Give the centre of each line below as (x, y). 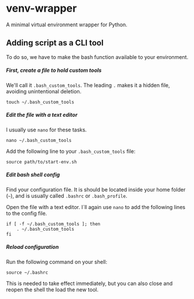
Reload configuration (32, 247)
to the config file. (27, 213)
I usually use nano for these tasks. (46, 130)
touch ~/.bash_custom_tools (40, 102)
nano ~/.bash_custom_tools (39, 140)
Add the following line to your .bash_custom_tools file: (71, 151)
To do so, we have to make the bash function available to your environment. (97, 57)
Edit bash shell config (33, 175)
